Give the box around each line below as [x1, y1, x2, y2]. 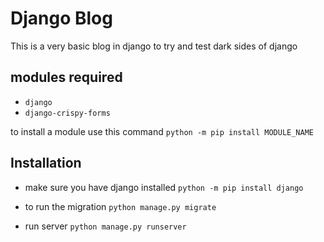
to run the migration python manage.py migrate [24, 200, 217, 212]
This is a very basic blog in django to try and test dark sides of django [10, 40, 298, 52]
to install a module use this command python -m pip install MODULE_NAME [10, 125, 315, 137]
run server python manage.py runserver [24, 220, 187, 232]
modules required [10, 69, 123, 86]
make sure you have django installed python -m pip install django [24, 181, 304, 193]
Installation [10, 155, 82, 172]
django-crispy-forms [24, 108, 111, 118]
